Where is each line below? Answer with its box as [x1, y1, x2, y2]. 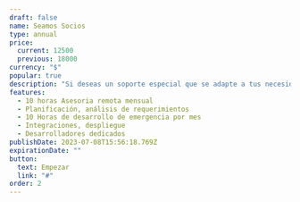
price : [9, 38, 34, 47]
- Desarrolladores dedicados [17, 130, 126, 139]
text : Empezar [17, 163, 70, 172]
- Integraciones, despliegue [17, 122, 126, 130]
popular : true [9, 72, 62, 80]
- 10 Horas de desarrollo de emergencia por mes [17, 113, 202, 122]
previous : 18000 [17, 55, 78, 63]
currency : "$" [9, 63, 62, 72]
